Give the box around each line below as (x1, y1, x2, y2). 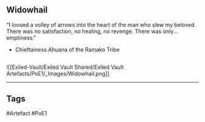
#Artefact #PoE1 (6, 110, 48, 117)
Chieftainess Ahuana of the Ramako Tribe (15, 46, 120, 53)
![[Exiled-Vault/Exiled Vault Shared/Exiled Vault (6, 63, 124, 71)
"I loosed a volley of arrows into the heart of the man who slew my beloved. (6, 21, 196, 28)
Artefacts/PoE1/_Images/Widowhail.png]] (6, 70, 110, 77)
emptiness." (6, 34, 37, 41)
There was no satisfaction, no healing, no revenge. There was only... (6, 27, 178, 35)
